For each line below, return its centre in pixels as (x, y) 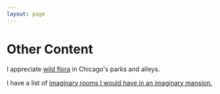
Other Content (50, 49)
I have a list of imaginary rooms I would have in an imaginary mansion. (110, 83)
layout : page (26, 14)
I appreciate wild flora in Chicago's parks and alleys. (83, 69)
